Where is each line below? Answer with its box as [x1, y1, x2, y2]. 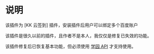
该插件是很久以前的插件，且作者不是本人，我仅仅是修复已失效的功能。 [5, 32, 152, 38]
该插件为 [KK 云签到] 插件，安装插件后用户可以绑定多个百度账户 [5, 22, 138, 28]
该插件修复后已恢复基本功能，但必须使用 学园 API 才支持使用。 [5, 43, 136, 49]
